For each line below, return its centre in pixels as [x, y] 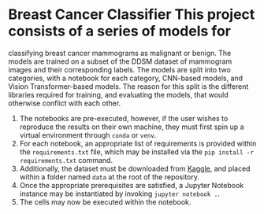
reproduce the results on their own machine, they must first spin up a [132, 127]
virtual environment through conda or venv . [88, 135]
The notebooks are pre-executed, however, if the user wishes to [124, 118]
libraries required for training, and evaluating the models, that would [118, 94]
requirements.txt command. [66, 160]
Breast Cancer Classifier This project [132, 15]
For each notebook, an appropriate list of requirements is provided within [138, 143]
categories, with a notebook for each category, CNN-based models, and [125, 78]
